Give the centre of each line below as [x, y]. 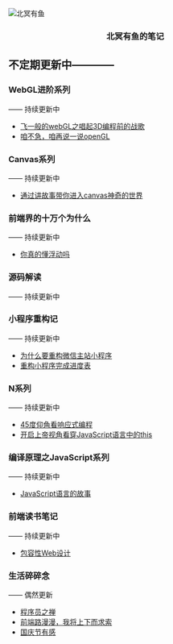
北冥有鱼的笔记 [135, 36]
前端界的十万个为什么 [49, 218]
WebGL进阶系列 [39, 90]
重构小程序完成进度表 [55, 365]
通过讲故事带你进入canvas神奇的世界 [81, 195]
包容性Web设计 [45, 553]
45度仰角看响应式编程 [56, 425]
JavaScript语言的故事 [56, 494]
